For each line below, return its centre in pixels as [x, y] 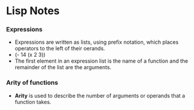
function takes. [33, 102]
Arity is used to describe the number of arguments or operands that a [100, 95]
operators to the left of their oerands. [60, 48]
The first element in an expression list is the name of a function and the [101, 61]
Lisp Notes [33, 11]
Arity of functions [32, 83]
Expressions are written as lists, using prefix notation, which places [96, 42]
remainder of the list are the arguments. [63, 67]
